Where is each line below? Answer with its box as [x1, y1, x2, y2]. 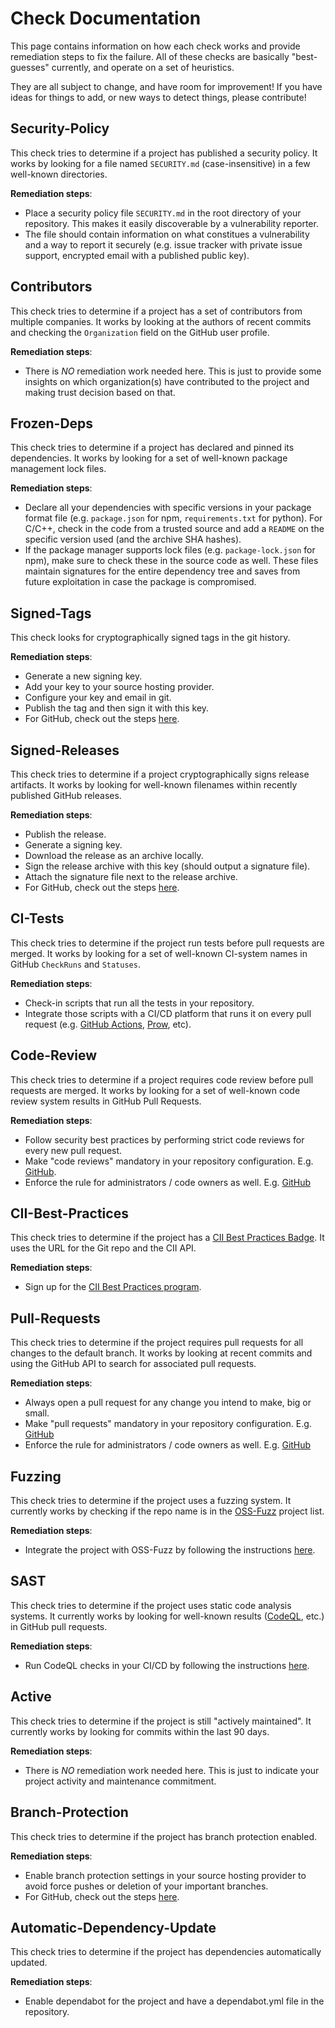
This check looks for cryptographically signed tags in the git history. [10, 632, 291, 644]
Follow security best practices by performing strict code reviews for [24, 1133, 305, 1146]
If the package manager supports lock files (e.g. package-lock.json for [24, 544, 316, 556]
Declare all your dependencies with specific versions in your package [24, 502, 312, 514]
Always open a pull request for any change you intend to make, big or [24, 1397, 312, 1409]
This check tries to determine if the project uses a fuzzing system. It [10, 1495, 292, 1507]
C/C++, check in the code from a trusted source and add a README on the [24, 523, 325, 535]
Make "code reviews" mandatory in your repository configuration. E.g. [24, 1155, 314, 1167]
